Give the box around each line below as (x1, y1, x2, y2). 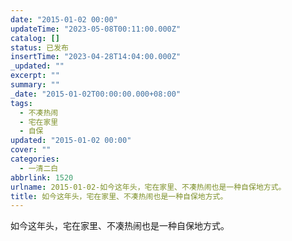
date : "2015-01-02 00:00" (10, 14, 118, 25)
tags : (10, 98, 33, 108)
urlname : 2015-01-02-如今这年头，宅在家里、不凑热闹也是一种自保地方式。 (10, 182, 287, 192)
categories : (10, 154, 60, 164)
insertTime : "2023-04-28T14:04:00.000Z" (10, 52, 182, 62)
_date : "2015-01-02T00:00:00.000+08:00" (10, 89, 182, 99)
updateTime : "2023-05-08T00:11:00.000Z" (10, 24, 182, 34)
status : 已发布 (10, 42, 69, 53)
